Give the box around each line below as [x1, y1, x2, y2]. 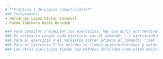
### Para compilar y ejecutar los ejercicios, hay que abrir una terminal [5, 29, 160, 34]
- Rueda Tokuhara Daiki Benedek [5, 20, 70, 25]
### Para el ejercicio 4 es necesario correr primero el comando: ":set [5, 38, 155, 43]
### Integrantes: [5, 12, 40, 16]
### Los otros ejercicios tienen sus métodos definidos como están [5, 47, 145, 52]
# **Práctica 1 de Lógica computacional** [5, 7, 92, 12]
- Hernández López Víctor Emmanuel [5, 16, 77, 21]
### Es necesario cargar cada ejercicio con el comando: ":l [5, 34, 131, 38]
